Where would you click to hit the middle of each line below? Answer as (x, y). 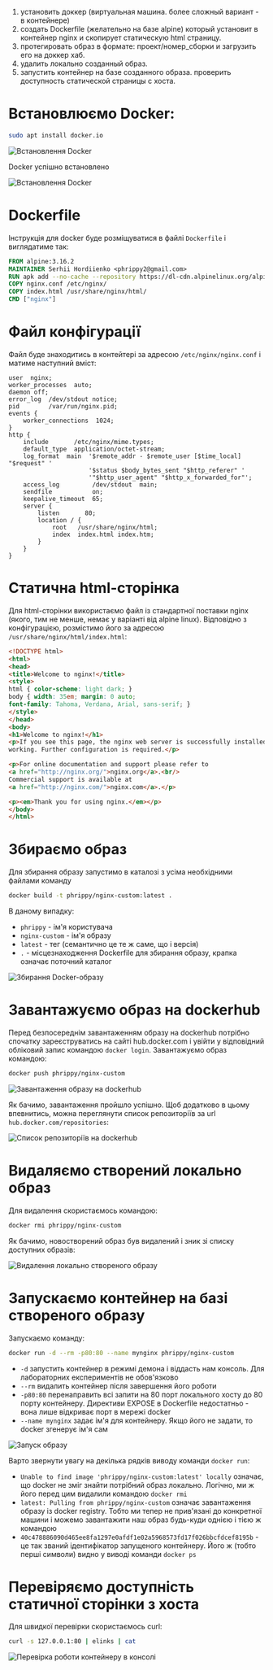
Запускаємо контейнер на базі (118, 1298)
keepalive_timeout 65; (63, 499)
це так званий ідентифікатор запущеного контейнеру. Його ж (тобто (138, 1546)
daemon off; (28, 392)
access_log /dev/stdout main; (91, 484)
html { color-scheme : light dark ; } (70, 689)
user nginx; (30, 377)
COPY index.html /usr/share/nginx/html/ (78, 292)
